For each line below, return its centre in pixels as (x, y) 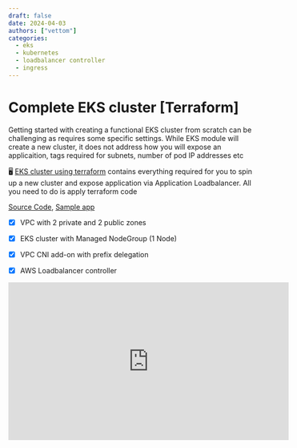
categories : (28, 38)
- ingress (32, 68)
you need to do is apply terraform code (73, 191)
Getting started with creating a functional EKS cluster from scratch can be (130, 130)
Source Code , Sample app (52, 207)
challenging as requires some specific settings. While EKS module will (123, 138)
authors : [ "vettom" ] (43, 30)
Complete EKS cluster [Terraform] (124, 107)
